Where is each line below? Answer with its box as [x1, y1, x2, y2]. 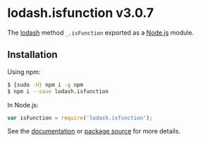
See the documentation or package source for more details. [7, 127, 181, 136]
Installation [7, 49, 58, 61]
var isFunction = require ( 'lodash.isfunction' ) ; [7, 114, 153, 122]
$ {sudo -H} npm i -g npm [7, 81, 83, 88]
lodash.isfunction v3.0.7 [7, 5, 154, 21]
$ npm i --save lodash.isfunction [7, 88, 109, 95]
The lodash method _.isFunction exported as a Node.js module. [7, 28, 194, 37]
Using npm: [7, 67, 41, 76]
